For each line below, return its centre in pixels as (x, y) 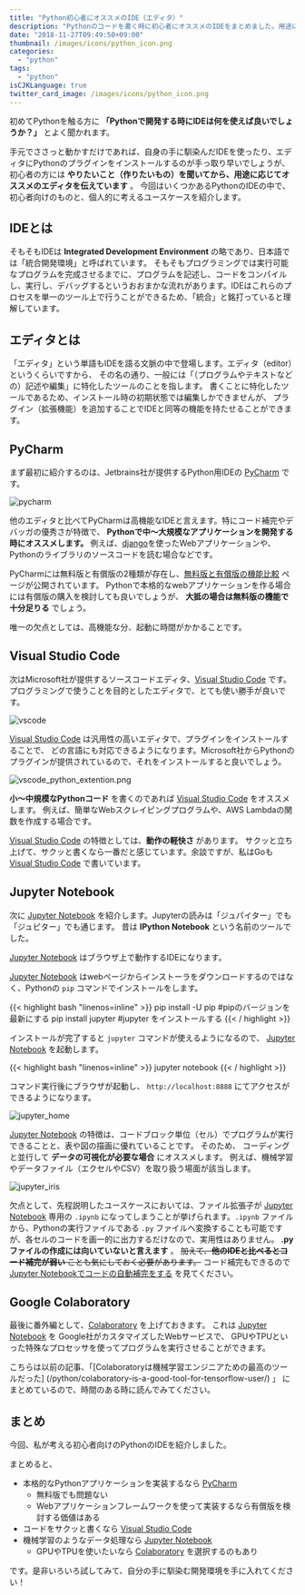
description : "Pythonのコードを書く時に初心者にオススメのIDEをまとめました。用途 (151, 26)
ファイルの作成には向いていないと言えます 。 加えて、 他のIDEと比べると (145, 1250)
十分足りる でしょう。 (50, 607)
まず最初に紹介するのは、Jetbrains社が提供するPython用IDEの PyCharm (144, 472)
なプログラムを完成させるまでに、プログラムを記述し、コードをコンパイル (148, 274)
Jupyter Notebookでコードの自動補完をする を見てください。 (124, 1273)
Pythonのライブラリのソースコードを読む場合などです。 (113, 554)
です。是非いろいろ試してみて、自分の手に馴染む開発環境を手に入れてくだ (148, 1570)
